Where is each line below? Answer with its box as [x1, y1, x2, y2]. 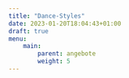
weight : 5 [37, 58, 71, 66]
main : [23, 42, 42, 50]
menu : [8, 34, 27, 43]
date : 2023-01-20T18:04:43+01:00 [8, 19, 122, 28]
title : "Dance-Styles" [8, 11, 85, 20]
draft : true [8, 27, 49, 35]
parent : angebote [37, 50, 96, 58]
